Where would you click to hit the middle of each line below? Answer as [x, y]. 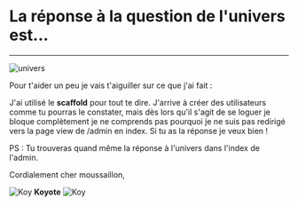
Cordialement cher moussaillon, [67, 174]
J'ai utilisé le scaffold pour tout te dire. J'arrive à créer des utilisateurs [138, 102]
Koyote [47, 192]
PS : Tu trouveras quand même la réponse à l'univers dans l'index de [134, 147]
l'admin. [24, 157]
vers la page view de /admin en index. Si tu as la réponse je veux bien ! [139, 131]
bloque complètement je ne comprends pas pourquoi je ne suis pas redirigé [147, 121]
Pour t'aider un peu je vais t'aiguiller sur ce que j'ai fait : [111, 85]
